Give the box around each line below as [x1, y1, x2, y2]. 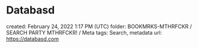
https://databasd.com [6, 35, 59, 42]
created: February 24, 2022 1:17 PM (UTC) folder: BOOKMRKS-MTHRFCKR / [6, 23, 192, 30]
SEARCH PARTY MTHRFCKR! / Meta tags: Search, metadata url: [6, 29, 162, 36]
